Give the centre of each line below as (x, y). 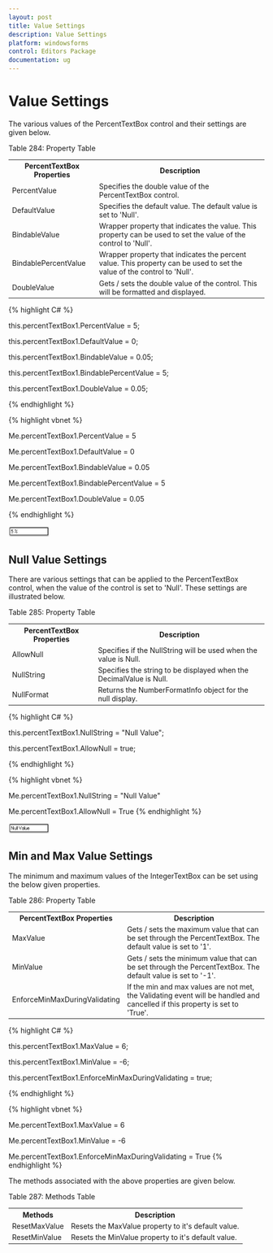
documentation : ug (39, 60)
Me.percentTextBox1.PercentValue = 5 (72, 436)
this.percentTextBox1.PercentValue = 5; (74, 326)
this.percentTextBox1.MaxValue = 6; (68, 1046)
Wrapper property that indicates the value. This (178, 226)
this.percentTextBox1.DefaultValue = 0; (74, 342)
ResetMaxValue (38, 1226)
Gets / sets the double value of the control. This (178, 283)
